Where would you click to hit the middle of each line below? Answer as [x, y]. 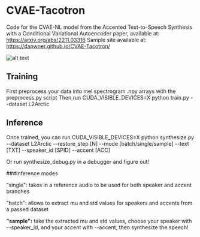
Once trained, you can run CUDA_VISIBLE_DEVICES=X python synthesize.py [100, 137]
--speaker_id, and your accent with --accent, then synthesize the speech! [97, 227]
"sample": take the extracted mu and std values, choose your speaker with [99, 221]
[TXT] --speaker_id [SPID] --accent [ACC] [58, 150]
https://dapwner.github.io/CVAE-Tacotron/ [58, 46]
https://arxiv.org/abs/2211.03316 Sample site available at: [76, 40]
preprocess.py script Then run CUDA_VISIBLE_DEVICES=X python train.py [98, 97]
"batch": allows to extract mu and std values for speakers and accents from [99, 203]
